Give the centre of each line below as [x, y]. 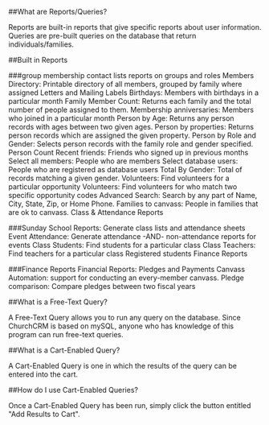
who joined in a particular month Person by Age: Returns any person [121, 118]
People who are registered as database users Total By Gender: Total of [125, 169]
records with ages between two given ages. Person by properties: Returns [131, 127]
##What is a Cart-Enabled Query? [64, 350]
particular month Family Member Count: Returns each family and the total [130, 101]
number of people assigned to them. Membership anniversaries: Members [131, 109]
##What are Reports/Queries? [58, 12]
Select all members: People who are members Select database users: [123, 161]
